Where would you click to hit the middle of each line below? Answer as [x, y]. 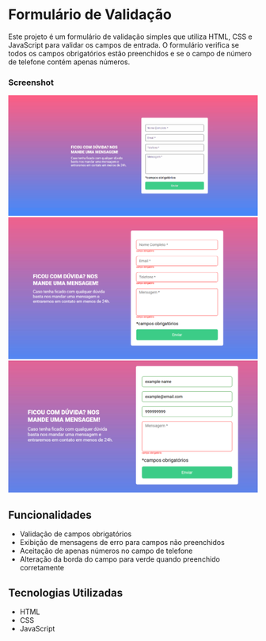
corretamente [42, 568]
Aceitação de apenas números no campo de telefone [106, 551]
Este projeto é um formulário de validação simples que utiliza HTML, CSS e [130, 36]
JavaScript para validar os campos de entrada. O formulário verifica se [124, 44]
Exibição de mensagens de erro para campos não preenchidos [122, 543]
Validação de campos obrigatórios [76, 534]
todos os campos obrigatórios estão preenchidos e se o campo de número [130, 53]
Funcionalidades [50, 514]
